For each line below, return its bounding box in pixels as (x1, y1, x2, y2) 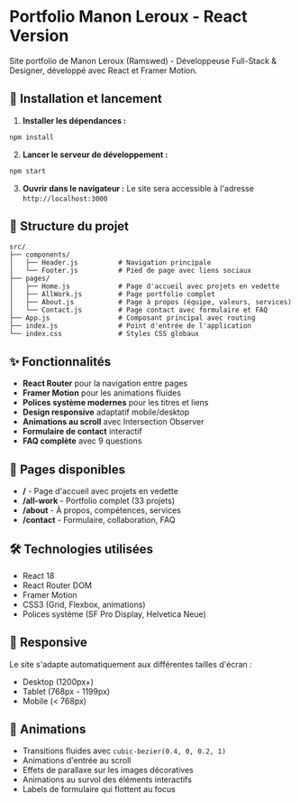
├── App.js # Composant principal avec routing (9, 313, 256, 322)
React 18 (22, 570, 55, 581)
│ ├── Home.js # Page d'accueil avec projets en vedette (9, 282, 280, 291)
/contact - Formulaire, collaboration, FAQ (22, 514, 176, 525)
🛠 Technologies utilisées (9, 542, 154, 557)
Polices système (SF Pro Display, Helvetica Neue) (22, 608, 207, 620)
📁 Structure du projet (9, 219, 129, 234)
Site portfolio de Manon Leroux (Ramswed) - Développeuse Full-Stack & (9, 55, 277, 66)
